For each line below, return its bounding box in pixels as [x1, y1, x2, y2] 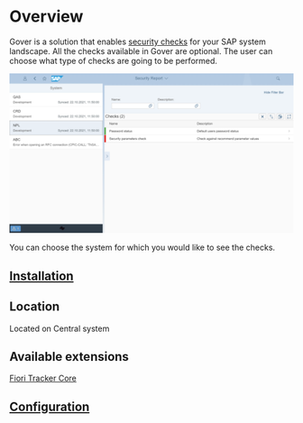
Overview [9, 6, 84, 27]
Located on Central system [9, 323, 110, 334]
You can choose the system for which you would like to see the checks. [9, 242, 276, 253]
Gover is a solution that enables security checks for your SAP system [9, 36, 266, 47]
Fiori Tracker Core [9, 372, 77, 384]
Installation [9, 268, 74, 283]
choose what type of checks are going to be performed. [9, 55, 218, 66]
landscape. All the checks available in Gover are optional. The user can [9, 45, 273, 56]
